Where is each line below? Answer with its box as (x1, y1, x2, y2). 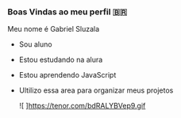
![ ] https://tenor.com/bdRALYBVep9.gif (18, 101, 146, 111)
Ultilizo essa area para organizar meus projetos (18, 86, 174, 95)
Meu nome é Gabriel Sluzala (7, 25, 100, 34)
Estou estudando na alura (18, 55, 103, 65)
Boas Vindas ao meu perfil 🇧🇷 (7, 6, 128, 17)
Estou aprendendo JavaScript (18, 70, 117, 80)
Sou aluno (18, 40, 52, 49)
